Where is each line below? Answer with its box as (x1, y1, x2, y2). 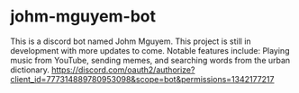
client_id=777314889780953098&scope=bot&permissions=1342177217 (10, 73, 275, 84)
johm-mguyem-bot (10, 6, 157, 27)
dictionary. (10, 64, 50, 75)
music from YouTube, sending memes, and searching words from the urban (10, 55, 291, 65)
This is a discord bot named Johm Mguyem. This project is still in (10, 36, 251, 46)
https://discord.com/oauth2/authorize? (51, 64, 195, 75)
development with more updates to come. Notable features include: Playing (10, 45, 290, 55)
